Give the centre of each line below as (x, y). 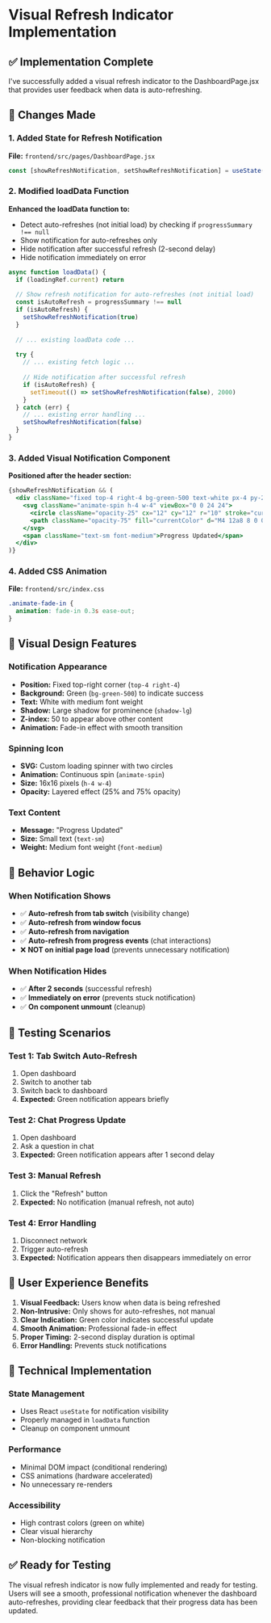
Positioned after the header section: (70, 476)
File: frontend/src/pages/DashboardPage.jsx (82, 156)
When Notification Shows (60, 896)
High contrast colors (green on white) (82, 1523)
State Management (47, 1394)
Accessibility (35, 1505)
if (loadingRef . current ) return (70, 280)
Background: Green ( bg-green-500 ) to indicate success (112, 693)
